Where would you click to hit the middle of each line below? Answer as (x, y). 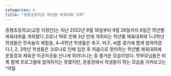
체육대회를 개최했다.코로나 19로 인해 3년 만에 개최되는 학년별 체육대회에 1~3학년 (85, 36)
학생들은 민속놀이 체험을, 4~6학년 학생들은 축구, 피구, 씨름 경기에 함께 (75, 43)
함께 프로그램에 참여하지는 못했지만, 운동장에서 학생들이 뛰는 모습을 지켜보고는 (88, 62)
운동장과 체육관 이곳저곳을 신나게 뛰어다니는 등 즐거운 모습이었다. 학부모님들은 (83, 55)
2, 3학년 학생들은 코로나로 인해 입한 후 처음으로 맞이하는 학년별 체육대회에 (88, 49)
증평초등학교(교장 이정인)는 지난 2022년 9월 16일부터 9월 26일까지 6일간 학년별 (85, 30)
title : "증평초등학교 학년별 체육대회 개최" (45, 15)
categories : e (20, 10)
